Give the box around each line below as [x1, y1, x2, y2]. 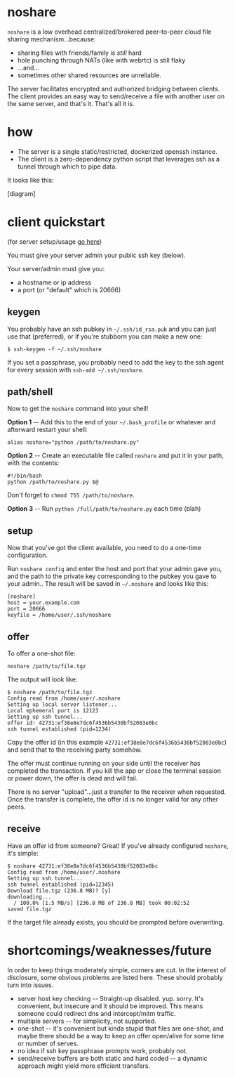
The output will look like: [7, 675, 78, 684]
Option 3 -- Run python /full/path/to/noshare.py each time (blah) [7, 504, 201, 513]
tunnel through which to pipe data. [17, 162, 117, 171]
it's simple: [7, 849, 39, 857]
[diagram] [7, 189, 36, 197]
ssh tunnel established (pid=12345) [7, 881, 114, 888]
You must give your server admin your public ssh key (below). [7, 251, 186, 259]
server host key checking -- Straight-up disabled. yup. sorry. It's [17, 994, 204, 1003]
